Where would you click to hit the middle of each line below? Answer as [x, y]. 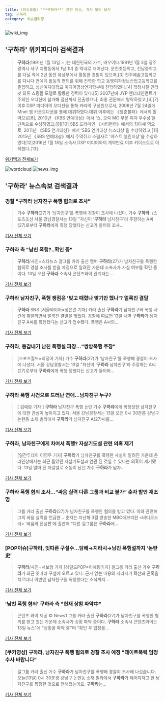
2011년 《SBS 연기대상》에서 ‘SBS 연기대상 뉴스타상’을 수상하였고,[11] [91, 130]
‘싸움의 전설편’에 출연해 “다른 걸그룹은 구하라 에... [72, 523]
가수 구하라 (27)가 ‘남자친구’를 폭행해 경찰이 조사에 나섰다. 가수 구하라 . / [85, 213]
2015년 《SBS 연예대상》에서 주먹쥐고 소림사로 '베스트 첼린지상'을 [81, 137]
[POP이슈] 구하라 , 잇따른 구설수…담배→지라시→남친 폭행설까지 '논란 [82, 548]
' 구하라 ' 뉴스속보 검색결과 [41, 186]
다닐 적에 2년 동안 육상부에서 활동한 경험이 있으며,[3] [73, 75]
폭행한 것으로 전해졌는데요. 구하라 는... [70, 684]
